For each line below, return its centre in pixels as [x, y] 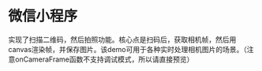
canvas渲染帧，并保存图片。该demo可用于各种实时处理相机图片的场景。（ [127, 49]
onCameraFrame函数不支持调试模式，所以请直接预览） [104, 59]
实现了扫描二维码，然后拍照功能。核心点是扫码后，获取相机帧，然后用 [122, 39]
